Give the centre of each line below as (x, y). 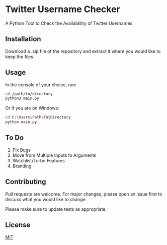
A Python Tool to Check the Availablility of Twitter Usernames (69, 23)
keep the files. (20, 56)
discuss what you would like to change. (46, 199)
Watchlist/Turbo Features (39, 160)
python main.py (21, 122)
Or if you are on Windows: (32, 108)
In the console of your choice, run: (41, 85)
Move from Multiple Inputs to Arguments (54, 155)
